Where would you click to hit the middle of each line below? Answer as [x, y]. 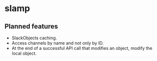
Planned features [31, 26]
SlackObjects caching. [34, 38]
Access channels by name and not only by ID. [57, 43]
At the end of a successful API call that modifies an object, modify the [82, 48]
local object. [24, 53]
